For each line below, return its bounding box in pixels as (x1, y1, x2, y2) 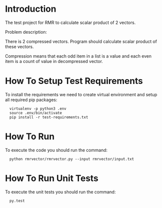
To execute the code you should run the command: (5, 147, 108, 153)
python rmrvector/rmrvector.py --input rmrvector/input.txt (9, 156, 134, 162)
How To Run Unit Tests (5, 173, 99, 184)
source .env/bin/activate (9, 110, 62, 115)
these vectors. (5, 43, 34, 49)
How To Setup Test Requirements (5, 76, 143, 86)
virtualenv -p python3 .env (9, 106, 67, 111)
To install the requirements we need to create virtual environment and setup (5, 91, 158, 97)
